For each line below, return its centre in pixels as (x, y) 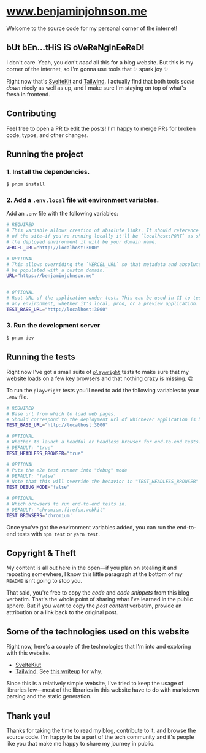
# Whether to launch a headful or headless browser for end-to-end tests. (104, 442)
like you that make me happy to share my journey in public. (81, 744)
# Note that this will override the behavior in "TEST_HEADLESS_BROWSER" (103, 482)
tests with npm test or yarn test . (59, 534)
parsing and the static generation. (49, 696)
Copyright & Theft (41, 553)
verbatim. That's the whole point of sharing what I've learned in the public (100, 599)
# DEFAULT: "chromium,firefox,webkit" (56, 510)
